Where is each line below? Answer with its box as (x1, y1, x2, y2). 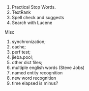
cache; (11, 44, 26, 49)
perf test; (11, 49, 30, 55)
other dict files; (11, 60, 43, 65)
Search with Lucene (11, 20, 53, 25)
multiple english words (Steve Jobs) (11, 65, 85, 70)
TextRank (11, 9, 31, 15)
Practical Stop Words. (11, 4, 56, 10)
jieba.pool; (11, 54, 33, 60)
